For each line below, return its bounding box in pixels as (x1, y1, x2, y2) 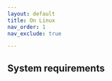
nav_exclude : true (7, 30, 62, 37)
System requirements (7, 62, 105, 74)
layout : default (7, 10, 55, 18)
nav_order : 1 (7, 23, 46, 30)
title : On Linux (7, 17, 55, 24)
